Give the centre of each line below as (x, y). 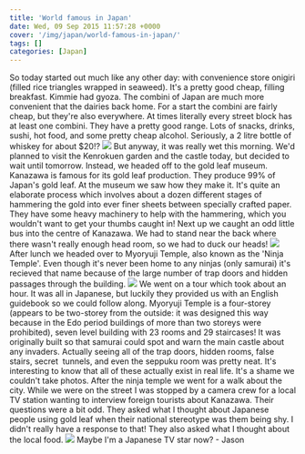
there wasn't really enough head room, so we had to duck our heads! (139, 244)
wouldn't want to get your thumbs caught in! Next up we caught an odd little (152, 224)
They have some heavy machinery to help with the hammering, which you (148, 214)
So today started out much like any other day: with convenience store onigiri (152, 77)
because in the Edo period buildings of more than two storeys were (136, 323)
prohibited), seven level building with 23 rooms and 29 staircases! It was (145, 332)
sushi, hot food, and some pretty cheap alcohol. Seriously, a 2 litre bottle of (151, 136)
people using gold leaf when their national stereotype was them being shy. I (152, 419)
